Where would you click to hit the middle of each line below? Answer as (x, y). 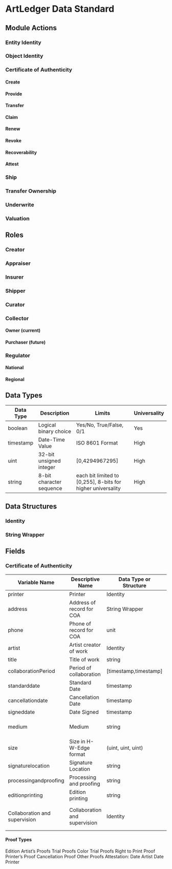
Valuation (17, 218)
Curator (15, 304)
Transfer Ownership (31, 191)
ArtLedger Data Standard (60, 9)
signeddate (21, 712)
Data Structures (31, 507)
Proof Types (19, 840)
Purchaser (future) (26, 342)
